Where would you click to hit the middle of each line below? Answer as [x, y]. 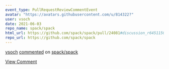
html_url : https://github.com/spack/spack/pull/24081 [63, 33]
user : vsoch [18, 19]
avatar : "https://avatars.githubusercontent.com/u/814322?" [70, 14]
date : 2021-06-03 [23, 24]
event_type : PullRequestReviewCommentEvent [52, 10]
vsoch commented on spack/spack [42, 52]
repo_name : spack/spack [30, 28]
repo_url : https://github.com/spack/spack [50, 38]
